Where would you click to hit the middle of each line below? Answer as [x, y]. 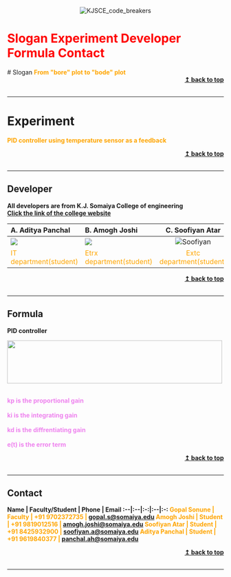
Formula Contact [56, 53]
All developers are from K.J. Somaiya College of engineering [95, 205]
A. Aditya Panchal [41, 230]
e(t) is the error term [37, 444]
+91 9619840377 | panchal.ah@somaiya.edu [73, 539]
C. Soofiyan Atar [193, 230]
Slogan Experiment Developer [94, 39]
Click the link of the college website [59, 213]
